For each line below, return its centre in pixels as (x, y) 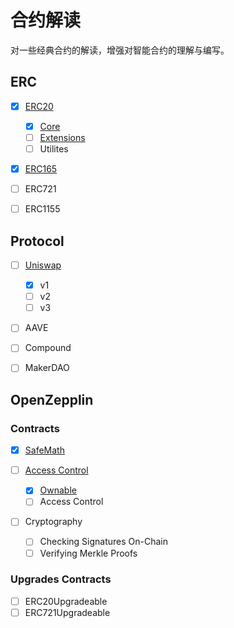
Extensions (62, 137)
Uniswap (43, 265)
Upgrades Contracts (61, 579)
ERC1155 (42, 209)
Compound (48, 348)
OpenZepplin (52, 399)
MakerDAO (47, 368)
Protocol (37, 241)
